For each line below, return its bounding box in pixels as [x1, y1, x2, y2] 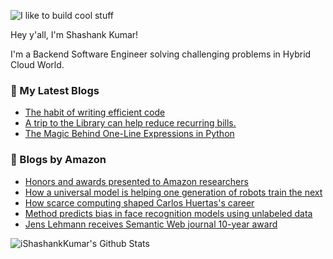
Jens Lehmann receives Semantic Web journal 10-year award [24, 218, 278, 230]
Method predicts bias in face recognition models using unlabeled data [24, 207, 313, 219]
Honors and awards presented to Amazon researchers [24, 175, 249, 187]
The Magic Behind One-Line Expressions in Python [24, 128, 235, 140]
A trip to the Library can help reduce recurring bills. [24, 117, 237, 129]
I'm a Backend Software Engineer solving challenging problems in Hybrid [10, 48, 312, 60]
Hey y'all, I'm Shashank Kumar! [10, 29, 139, 40]
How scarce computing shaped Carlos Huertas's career [24, 196, 255, 209]
